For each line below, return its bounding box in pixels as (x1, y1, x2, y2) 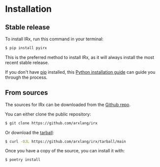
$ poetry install (5, 157, 41, 163)
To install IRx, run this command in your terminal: (5, 36, 104, 42)
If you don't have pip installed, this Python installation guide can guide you (5, 69, 156, 75)
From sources (5, 88, 48, 97)
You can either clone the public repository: (5, 111, 91, 117)
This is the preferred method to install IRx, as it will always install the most (5, 54, 155, 60)
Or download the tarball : (5, 129, 54, 136)
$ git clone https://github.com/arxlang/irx (5, 120, 98, 126)
